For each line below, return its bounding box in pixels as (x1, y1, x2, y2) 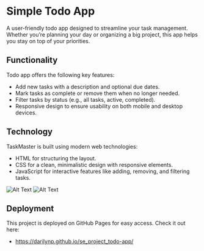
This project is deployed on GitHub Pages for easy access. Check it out (6, 219, 186, 227)
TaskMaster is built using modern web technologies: (6, 143, 138, 150)
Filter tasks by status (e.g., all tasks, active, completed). (15, 96, 156, 103)
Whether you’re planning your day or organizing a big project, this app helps (6, 30, 199, 38)
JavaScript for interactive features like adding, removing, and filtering (15, 168, 190, 175)
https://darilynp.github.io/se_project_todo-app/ (15, 238, 134, 245)
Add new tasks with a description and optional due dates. (15, 83, 160, 90)
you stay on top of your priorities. (6, 37, 90, 44)
